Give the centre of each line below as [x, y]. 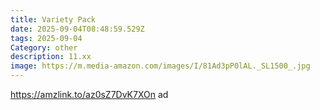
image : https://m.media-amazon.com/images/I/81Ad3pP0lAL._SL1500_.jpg [160, 66]
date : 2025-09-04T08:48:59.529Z [77, 29]
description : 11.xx [51, 57]
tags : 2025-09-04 [46, 38]
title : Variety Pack [53, 19]
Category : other [44, 47]
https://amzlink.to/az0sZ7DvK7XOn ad [89, 94]
